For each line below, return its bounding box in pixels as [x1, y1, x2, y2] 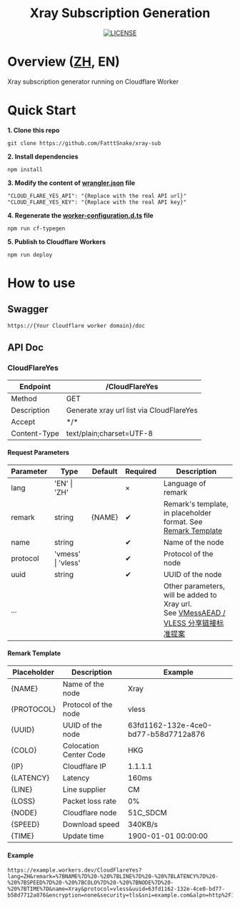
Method [11, 393, 37, 403]
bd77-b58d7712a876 [127, 729, 206, 739]
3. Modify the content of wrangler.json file [7, 178, 136, 187]
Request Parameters [7, 448, 70, 457]
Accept [11, 416, 36, 426]
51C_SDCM [127, 807, 167, 817]
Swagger [7, 303, 49, 316]
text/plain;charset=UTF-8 [66, 428, 154, 438]
